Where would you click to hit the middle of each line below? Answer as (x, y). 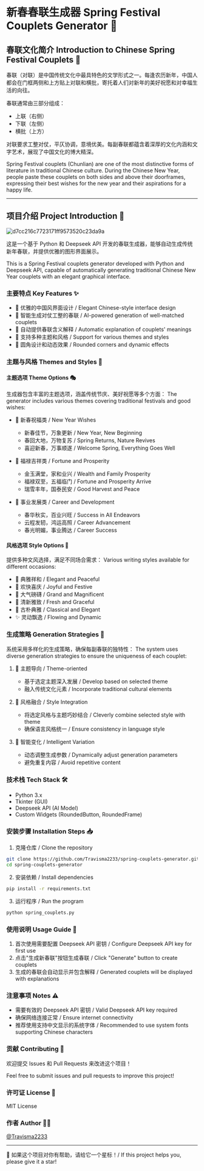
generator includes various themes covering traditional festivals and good (99, 401)
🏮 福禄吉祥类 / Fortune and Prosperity (62, 461)
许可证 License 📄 (31, 1093)
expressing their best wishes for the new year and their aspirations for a (96, 183)
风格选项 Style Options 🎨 (38, 545)
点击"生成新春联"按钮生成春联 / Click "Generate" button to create (96, 958)
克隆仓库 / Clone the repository (54, 848)
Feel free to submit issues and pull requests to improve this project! (90, 1075)
